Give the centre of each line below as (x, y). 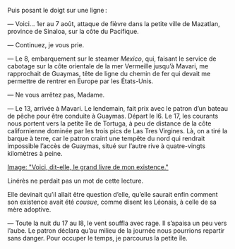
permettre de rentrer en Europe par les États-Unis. (80, 81)
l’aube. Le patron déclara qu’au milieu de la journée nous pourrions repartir (116, 231)
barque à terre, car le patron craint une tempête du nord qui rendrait (106, 138)
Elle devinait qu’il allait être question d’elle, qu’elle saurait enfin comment (113, 194)
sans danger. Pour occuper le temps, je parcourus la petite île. (98, 238)
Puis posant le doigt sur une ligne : (57, 10)
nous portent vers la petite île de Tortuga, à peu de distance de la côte (109, 123)
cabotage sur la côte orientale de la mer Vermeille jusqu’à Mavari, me (108, 66)
